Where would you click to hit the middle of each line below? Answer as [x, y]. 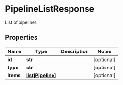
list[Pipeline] [41, 75]
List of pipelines [21, 22]
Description [75, 51]
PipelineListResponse [50, 9]
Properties [21, 38]
